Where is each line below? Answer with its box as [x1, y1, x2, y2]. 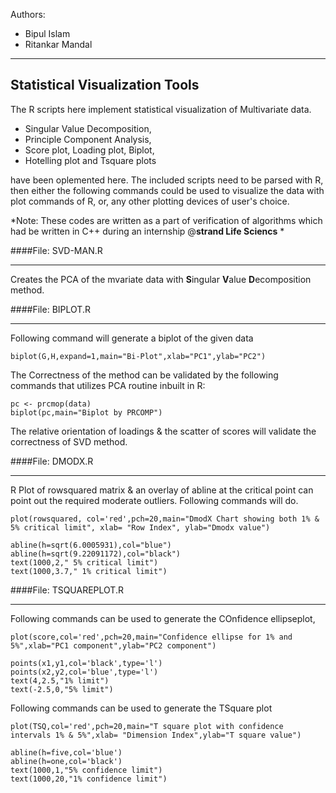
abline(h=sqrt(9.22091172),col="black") [10, 549, 182, 559]
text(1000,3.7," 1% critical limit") [10, 566, 168, 576]
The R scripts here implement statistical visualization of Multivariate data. [10, 103, 312, 115]
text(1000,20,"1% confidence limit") [10, 774, 168, 784]
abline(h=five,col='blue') [10, 747, 123, 758]
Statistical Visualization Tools [10, 77, 200, 94]
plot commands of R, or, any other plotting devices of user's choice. [10, 195, 290, 207]
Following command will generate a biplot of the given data [10, 332, 254, 344]
